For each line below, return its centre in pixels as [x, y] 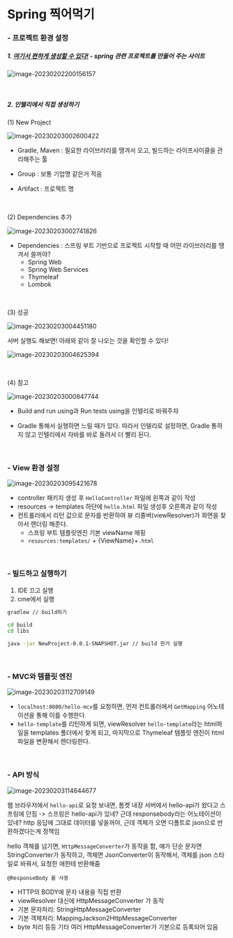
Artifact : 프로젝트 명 [46, 189]
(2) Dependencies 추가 [39, 217]
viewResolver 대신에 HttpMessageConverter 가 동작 [91, 900]
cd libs [18, 631]
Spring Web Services [58, 270]
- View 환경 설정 [33, 467]
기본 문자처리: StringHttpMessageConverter [79, 909]
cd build [20, 625]
